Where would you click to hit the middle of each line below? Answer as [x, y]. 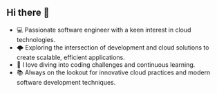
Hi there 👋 [28, 13]
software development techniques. [66, 82]
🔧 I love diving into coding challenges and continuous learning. [106, 64]
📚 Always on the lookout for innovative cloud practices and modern [113, 72]
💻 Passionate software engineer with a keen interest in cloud [104, 30]
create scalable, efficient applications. [70, 57]
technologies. [36, 39]
